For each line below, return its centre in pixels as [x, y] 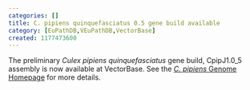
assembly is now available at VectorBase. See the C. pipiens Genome [123, 69]
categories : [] [34, 16]
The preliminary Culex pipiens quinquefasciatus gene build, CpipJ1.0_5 [125, 61]
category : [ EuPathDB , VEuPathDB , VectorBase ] [82, 30]
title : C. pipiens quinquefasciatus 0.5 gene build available [114, 23]
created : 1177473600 [43, 38]
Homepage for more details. [55, 77]
